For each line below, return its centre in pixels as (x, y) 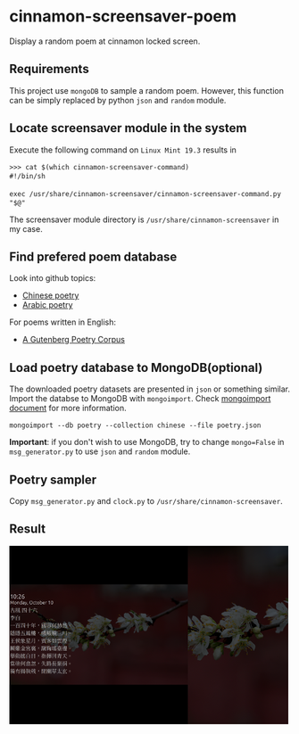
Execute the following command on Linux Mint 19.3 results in (123, 150)
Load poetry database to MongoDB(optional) (136, 367)
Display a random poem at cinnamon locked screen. (105, 41)
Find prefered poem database (93, 256)
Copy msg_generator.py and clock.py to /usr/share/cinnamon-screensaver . (146, 501)
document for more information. (68, 408)
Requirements (49, 69)
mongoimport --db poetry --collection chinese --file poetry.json (135, 425)
